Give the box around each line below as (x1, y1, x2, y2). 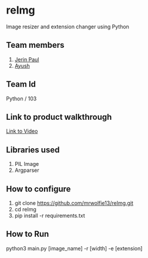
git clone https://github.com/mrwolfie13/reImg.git (14, 200, 134, 207)
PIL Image (14, 161, 39, 168)
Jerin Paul (14, 55, 39, 63)
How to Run (6, 229, 49, 239)
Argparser (14, 166, 39, 174)
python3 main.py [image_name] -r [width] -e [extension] (6, 244, 143, 252)
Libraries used (6, 145, 60, 155)
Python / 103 (6, 95, 37, 102)
